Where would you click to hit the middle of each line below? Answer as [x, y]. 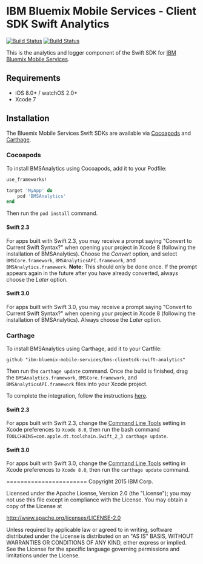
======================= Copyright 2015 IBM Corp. [80, 481]
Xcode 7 [25, 99]
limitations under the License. [43, 556]
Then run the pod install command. [52, 213]
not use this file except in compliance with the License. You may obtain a [97, 500]
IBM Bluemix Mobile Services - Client [101, 11]
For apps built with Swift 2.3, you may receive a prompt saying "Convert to [99, 240]
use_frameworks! [27, 179]
